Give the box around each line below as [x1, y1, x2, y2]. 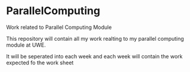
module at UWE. [6, 41, 46, 48]
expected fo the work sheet [6, 59, 74, 66]
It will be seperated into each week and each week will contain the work [6, 53, 183, 60]
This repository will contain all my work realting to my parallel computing [6, 35, 185, 42]
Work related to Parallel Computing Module [6, 24, 112, 31]
